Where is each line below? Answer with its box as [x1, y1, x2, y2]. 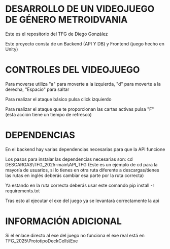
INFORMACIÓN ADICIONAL [5, 215, 122, 227]
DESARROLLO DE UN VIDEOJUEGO [5, 3, 155, 15]
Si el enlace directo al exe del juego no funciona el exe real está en [5, 232, 145, 238]
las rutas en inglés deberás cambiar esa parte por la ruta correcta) [5, 172, 144, 179]
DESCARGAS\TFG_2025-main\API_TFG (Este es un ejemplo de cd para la [5, 161, 158, 167]
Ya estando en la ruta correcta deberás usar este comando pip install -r [5, 182, 155, 188]
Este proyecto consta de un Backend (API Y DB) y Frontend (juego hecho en [5, 40, 165, 46]
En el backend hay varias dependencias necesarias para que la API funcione [5, 146, 165, 152]
